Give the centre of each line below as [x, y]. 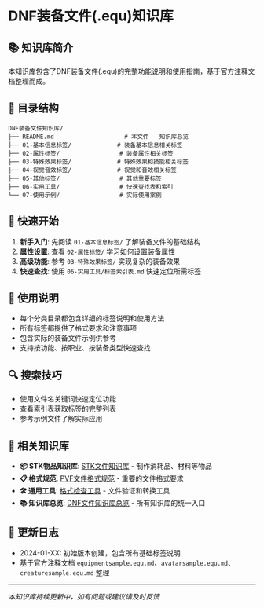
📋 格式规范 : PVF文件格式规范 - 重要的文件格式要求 [102, 478]
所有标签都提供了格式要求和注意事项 [78, 328]
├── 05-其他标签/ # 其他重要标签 [85, 178]
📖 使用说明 [33, 298]
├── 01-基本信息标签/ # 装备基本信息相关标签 [95, 145]
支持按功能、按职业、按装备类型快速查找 [85, 348]
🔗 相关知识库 [38, 446]
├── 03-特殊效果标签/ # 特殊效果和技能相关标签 [98, 162]
